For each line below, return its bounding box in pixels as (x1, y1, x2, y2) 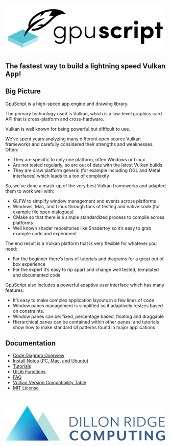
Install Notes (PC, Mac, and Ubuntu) (12, 358, 89, 364)
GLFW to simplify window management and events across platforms (12, 197, 157, 204)
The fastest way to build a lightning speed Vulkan (5, 62, 166, 70)
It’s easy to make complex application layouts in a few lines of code (12, 297, 155, 303)
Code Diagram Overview (12, 353, 65, 359)
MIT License (12, 385, 39, 391)
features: (5, 287, 25, 293)
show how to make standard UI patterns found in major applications (12, 324, 156, 330)
